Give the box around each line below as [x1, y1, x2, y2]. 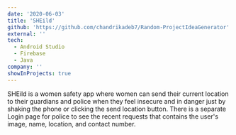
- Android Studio [13, 43, 65, 50]
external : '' [7, 30, 46, 38]
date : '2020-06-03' [7, 10, 65, 18]
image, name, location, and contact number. [7, 119, 136, 128]
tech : [7, 37, 23, 44]
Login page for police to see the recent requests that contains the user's [7, 112, 218, 121]
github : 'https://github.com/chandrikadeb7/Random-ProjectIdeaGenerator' [7, 23, 230, 31]
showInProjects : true [7, 70, 72, 77]
